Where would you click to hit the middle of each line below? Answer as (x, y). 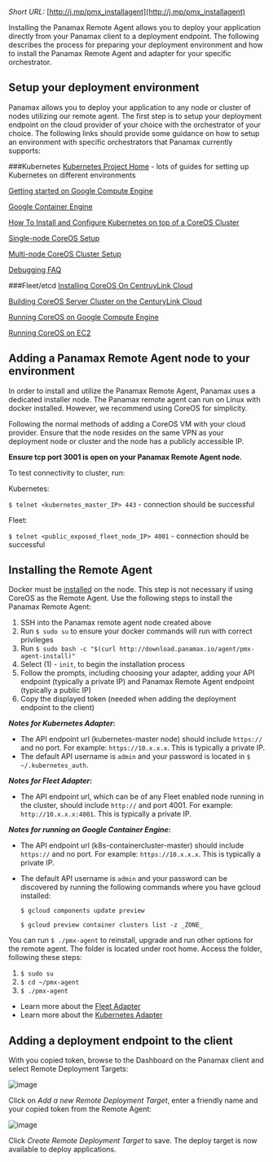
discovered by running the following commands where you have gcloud (140, 888)
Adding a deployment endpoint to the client (121, 1040)
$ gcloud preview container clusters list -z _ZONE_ (112, 925)
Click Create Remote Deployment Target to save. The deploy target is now (133, 1141)
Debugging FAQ (35, 270)
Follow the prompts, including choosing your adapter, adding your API (137, 673)
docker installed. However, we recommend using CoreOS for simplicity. (128, 408)
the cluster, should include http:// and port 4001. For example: (127, 805)
